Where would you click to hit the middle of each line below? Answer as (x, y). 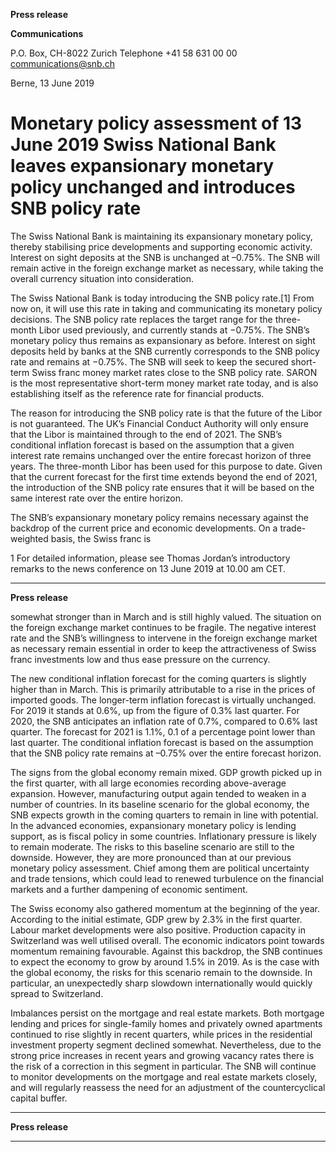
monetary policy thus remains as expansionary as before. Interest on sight (163, 340)
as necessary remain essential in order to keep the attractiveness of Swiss (163, 648)
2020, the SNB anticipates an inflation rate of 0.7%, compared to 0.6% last (164, 721)
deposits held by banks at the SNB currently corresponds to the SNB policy (165, 351)
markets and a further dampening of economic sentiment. (129, 889)
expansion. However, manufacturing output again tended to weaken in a (158, 793)
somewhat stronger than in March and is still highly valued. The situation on (166, 616)
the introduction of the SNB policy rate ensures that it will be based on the (162, 487)
